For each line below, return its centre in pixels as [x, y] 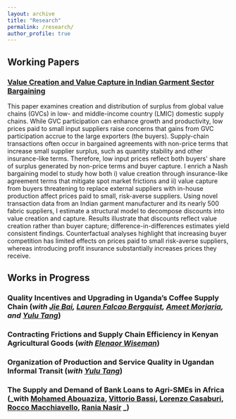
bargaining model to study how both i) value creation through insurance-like [118, 173]
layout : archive [31, 14]
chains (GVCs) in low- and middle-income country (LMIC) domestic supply [116, 113]
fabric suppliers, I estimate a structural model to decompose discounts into [116, 211]
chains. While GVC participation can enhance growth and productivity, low [115, 121]
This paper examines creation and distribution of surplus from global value [116, 106]
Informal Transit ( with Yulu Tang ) [65, 371]
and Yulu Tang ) [34, 315]
